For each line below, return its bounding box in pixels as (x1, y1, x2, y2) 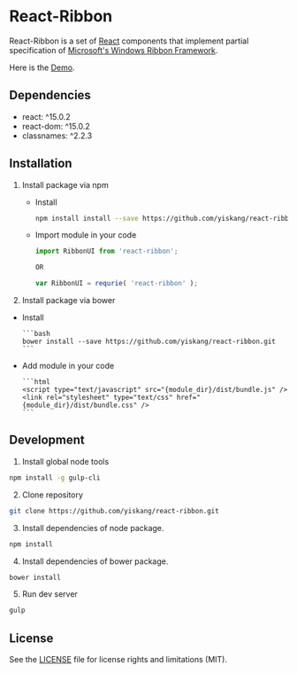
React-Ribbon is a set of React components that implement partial (9, 35, 249, 46)
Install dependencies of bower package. (21, 556, 169, 567)
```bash (21, 330, 50, 339)
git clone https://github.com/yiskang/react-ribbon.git (9, 506, 219, 515)
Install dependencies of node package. (21, 522, 164, 533)
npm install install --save (34, 214, 139, 223)
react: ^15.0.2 (21, 111, 71, 121)
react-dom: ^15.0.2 (21, 121, 90, 131)
